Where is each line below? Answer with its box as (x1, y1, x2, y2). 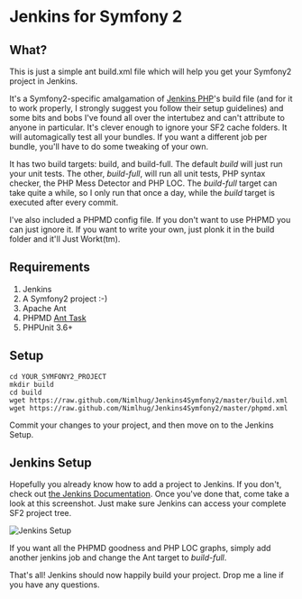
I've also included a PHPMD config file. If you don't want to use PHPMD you (9, 215, 291, 225)
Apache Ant (22, 302, 67, 313)
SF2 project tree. (9, 508, 72, 519)
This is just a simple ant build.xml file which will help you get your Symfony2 (9, 66, 292, 77)
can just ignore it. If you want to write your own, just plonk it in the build (9, 224, 275, 235)
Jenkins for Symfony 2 (9, 6, 183, 27)
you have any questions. (9, 579, 101, 590)
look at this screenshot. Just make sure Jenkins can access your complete (9, 498, 287, 509)
